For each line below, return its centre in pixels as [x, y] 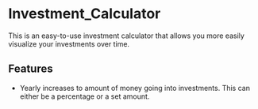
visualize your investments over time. [69, 43]
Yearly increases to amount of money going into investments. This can [135, 88]
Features [31, 69]
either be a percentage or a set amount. [85, 96]
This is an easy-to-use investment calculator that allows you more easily [126, 36]
